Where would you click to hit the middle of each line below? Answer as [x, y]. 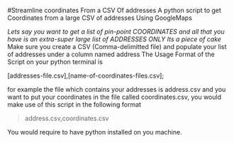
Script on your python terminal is [55, 62]
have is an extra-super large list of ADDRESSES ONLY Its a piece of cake [115, 39]
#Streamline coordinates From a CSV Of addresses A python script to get [115, 10]
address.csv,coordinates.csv [67, 118]
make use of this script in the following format [74, 105]
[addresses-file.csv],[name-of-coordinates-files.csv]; [86, 75]
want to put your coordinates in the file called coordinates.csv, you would [115, 97]
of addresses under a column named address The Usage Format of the [111, 54]
